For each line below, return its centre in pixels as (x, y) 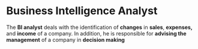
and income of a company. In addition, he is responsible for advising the (97, 33)
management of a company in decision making (65, 40)
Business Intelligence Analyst (82, 11)
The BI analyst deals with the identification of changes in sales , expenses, (100, 27)
